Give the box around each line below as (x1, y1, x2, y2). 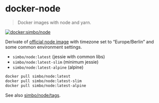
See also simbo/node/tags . (5, 92, 61, 98)
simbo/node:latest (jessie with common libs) (12, 53, 105, 60)
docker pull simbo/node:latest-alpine (5, 83, 86, 88)
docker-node (5, 3, 61, 14)
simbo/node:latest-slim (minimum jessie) (12, 59, 99, 65)
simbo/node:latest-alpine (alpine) (12, 64, 84, 70)
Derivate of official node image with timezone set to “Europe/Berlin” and (5, 38, 154, 45)
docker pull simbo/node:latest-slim (5, 78, 82, 84)
